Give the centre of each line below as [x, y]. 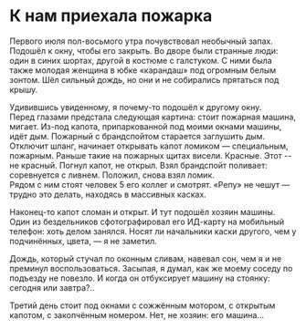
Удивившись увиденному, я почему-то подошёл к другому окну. [136, 107]
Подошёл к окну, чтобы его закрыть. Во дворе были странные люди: [144, 50]
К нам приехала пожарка [111, 16]
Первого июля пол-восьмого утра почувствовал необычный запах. [142, 41]
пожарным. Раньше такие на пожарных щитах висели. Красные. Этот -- [151, 155]
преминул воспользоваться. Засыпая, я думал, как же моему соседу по [151, 268]
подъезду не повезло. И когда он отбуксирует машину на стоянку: [140, 278]
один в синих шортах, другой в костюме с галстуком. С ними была [141, 60]
